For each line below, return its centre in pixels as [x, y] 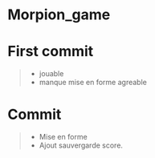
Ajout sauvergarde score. [81, 145]
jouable [51, 74]
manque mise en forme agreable [93, 83]
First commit [51, 52]
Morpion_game [59, 15]
